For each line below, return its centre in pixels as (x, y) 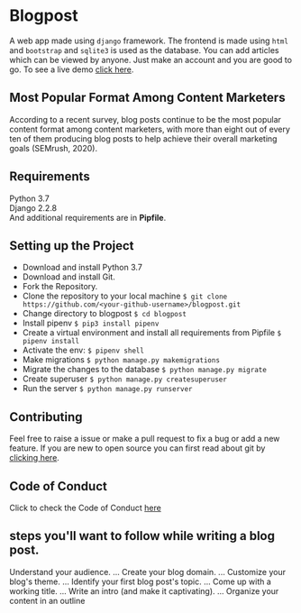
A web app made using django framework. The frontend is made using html (149, 41)
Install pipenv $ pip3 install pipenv (91, 323)
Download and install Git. (68, 277)
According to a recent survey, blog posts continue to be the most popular (146, 119)
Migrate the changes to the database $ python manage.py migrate (145, 370)
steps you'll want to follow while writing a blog (142, 536)
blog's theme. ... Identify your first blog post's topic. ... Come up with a (141, 581)
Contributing (46, 417)
